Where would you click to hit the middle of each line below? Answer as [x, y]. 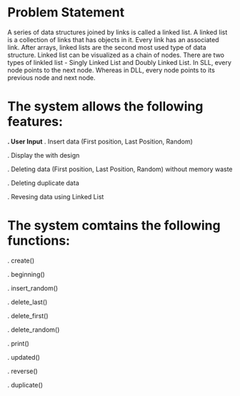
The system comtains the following [114, 226]
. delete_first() [28, 315]
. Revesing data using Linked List [56, 196]
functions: [39, 241]
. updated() [24, 357]
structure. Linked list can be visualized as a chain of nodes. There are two [116, 55]
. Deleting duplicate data [44, 183]
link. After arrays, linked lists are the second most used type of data [107, 47]
